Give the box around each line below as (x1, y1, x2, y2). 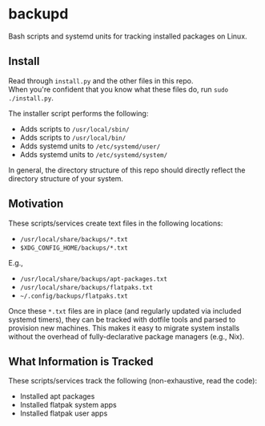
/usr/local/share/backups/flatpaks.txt (19, 283, 154, 291)
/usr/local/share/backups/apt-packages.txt (19, 274, 168, 283)
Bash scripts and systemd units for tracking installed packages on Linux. (8, 31, 247, 41)
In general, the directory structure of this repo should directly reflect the (8, 165, 246, 175)
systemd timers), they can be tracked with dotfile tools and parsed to (8, 314, 236, 324)
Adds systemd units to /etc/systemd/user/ (19, 141, 161, 151)
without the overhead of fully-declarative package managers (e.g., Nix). (8, 331, 245, 341)
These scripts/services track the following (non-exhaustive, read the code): (8, 376, 258, 386)
